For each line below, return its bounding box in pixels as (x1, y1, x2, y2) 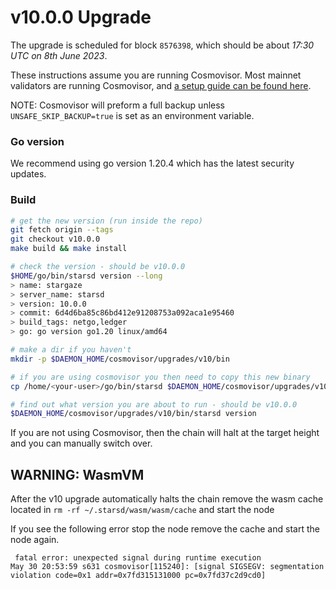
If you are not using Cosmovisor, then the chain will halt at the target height (10, 427, 320, 439)
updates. (10, 168, 47, 180)
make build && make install (10, 244, 128, 254)
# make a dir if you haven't (10, 345, 132, 355)
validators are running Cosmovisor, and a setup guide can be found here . (10, 79, 312, 91)
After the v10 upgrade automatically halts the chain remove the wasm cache (10, 493, 324, 505)
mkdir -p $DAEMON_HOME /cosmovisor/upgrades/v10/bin (10, 354, 230, 364)
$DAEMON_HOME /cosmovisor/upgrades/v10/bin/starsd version (10, 409, 257, 419)
